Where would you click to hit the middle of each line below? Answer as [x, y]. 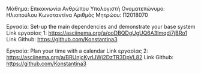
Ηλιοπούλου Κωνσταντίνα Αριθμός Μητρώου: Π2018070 [77, 15]
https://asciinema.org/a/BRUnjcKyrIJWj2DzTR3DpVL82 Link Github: [90, 57]
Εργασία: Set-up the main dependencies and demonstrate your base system [101, 27]
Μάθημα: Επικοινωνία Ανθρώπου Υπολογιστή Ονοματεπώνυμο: [85, 9]
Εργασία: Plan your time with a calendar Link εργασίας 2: [77, 51]
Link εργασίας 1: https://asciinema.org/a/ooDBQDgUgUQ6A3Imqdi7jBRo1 [97, 33]
